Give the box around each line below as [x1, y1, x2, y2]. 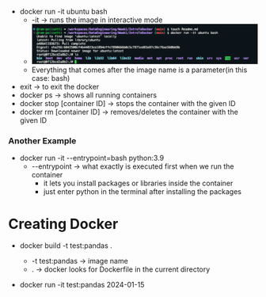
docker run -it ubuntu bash [19, 7, 108, 16]
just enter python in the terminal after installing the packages [43, 187, 241, 196]
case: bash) [31, 74, 70, 83]
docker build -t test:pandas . [19, 241, 112, 250]
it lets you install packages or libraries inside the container [43, 178, 234, 188]
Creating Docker [8, 215, 119, 233]
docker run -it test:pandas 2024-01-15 [19, 280, 145, 290]
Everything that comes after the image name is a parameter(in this [31, 65, 248, 74]
